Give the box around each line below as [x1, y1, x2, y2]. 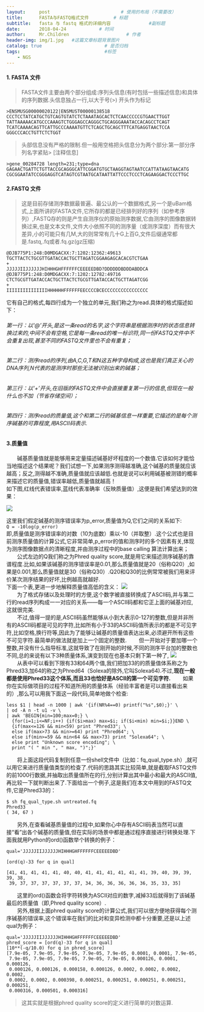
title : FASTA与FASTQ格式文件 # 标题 [6, 15, 128, 21]
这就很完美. [6, 606, 35, 613]
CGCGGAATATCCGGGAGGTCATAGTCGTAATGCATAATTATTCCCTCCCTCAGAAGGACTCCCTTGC [6, 171, 189, 177]
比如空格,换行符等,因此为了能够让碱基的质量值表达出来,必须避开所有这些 [13, 629, 194, 636]
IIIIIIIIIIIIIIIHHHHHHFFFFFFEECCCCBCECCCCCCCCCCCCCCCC [6, 288, 149, 294]
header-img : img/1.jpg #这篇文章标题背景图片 [6, 37, 120, 43]
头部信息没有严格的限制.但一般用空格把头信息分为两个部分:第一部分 [21, 141, 190, 148]
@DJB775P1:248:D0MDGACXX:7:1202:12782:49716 [6, 272, 121, 278]
